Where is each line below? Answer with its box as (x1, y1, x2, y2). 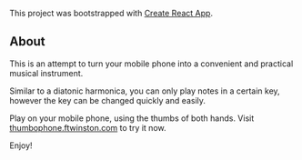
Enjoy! (9, 140, 34, 151)
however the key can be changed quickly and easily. (9, 95, 206, 105)
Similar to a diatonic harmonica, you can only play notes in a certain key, (9, 85, 280, 96)
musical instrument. (9, 67, 84, 78)
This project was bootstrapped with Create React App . (9, 8, 214, 18)
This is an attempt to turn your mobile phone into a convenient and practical (9, 58, 294, 69)
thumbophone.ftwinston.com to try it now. (9, 122, 166, 133)
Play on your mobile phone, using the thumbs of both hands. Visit (9, 113, 255, 124)
